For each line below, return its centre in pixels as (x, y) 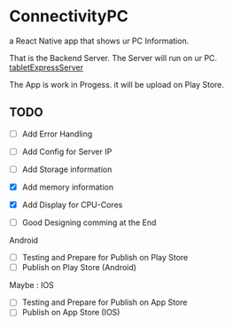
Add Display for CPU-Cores (72, 205)
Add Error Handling (57, 134)
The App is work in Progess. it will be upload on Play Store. (116, 84)
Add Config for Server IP (67, 151)
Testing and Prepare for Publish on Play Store (105, 258)
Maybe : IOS (32, 285)
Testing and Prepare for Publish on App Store (105, 302)
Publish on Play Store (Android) (79, 268)
